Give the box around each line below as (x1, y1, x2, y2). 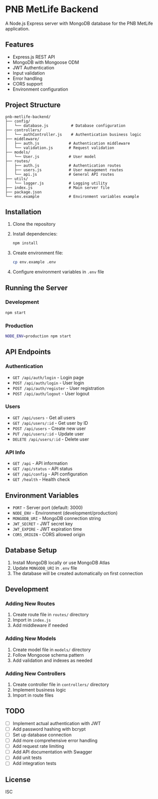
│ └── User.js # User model (5, 154, 96, 159)
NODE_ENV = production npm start (5, 333, 71, 339)
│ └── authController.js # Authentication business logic (5, 132, 142, 137)
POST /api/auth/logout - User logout (12, 390, 90, 396)
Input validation (12, 70, 45, 76)
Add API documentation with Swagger (12, 749, 93, 755)
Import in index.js (12, 617, 51, 623)
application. (5, 25, 30, 31)
